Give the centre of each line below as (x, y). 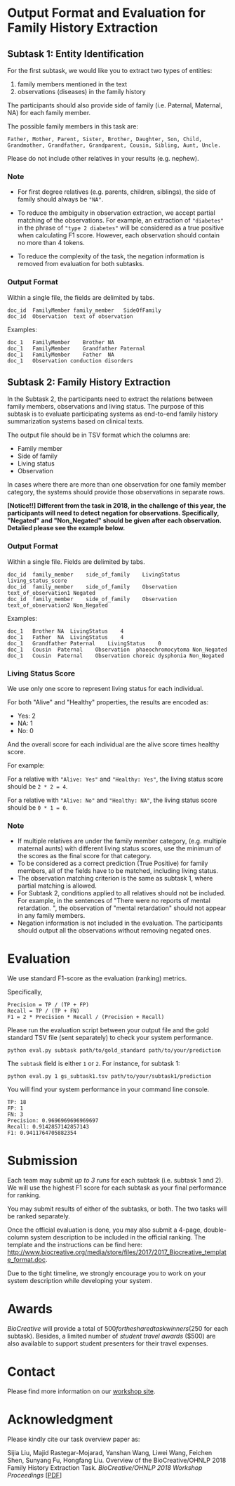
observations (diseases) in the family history (81, 92)
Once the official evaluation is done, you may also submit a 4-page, (105, 1230)
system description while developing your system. (80, 1281)
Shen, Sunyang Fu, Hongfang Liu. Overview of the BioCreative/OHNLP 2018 (117, 1460)
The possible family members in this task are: (73, 126)
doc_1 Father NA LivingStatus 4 (66, 637)
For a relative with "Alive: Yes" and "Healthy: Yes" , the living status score (115, 779)
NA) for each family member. (49, 113)
